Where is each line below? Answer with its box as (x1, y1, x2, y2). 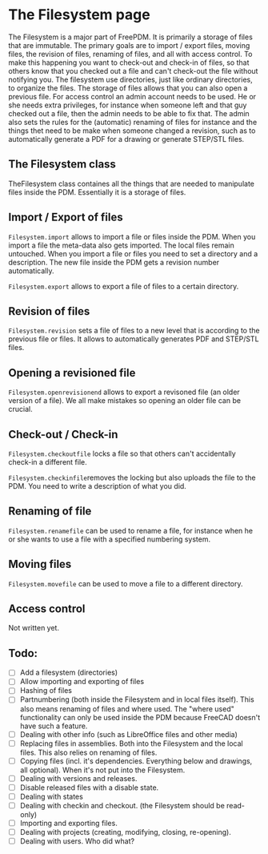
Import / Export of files (8, 211, 124, 224)
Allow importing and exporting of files (19, 677, 145, 687)
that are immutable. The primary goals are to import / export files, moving (8, 40, 250, 50)
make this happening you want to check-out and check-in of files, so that (8, 58, 250, 67)
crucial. (8, 405, 34, 414)
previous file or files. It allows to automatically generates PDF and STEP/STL (8, 334, 259, 344)
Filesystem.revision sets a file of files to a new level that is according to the (8, 326, 260, 336)
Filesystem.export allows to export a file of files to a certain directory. (8, 281, 239, 291)
